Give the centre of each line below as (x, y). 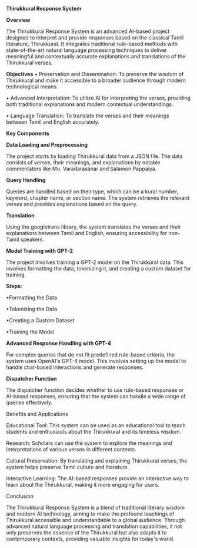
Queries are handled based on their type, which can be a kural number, (92, 192)
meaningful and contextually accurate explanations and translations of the (96, 56)
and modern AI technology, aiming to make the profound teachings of (90, 514)
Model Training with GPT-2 (40, 251)
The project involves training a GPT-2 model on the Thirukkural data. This (95, 262)
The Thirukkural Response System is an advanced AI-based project (88, 31)
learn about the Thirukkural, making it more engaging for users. (83, 485)
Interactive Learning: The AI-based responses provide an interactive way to (98, 478)
